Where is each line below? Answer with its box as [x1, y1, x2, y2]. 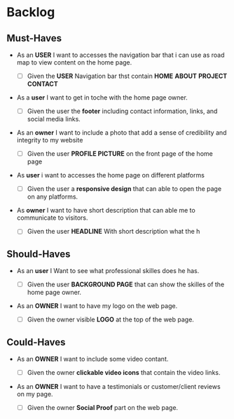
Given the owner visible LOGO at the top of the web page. [27, 315, 194, 324]
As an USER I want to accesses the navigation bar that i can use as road [16, 51, 225, 59]
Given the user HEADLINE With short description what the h [27, 227, 200, 236]
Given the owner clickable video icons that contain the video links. [27, 368, 221, 377]
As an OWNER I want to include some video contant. [16, 355, 169, 364]
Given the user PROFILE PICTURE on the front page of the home [27, 149, 213, 158]
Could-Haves [6, 336, 66, 348]
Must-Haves [6, 32, 62, 44]
